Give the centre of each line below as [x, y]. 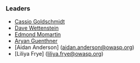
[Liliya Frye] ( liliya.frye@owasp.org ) [59, 54]
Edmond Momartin [38, 35]
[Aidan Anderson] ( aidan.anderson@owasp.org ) [74, 47]
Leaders [18, 8]
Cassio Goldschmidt [39, 22]
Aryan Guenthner [36, 41]
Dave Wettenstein [36, 28]
